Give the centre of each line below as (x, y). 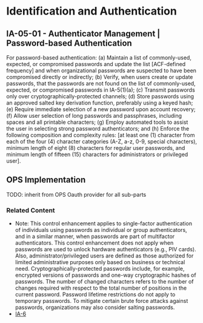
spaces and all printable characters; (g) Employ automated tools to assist (97, 122)
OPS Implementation (46, 180)
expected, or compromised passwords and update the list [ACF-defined (96, 64)
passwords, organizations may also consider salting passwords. (95, 307)
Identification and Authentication (92, 11)
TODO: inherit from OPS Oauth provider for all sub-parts (76, 194)
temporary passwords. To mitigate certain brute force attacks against (101, 301)
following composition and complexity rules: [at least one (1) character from (101, 135)
